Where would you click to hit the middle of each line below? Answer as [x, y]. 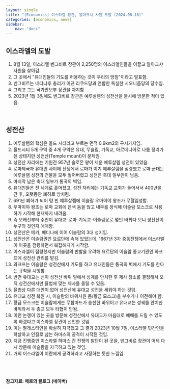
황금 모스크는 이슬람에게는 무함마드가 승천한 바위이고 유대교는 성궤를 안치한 [88, 302]
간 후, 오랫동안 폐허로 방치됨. [42, 194]
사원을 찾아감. [27, 70]
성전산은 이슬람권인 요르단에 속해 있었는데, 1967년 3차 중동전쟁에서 [80, 239]
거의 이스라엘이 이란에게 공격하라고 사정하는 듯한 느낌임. [69, 353]
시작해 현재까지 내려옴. [45, 213]
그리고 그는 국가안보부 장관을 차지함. [49, 89]
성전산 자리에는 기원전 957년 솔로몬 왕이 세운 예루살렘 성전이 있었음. [81, 162]
